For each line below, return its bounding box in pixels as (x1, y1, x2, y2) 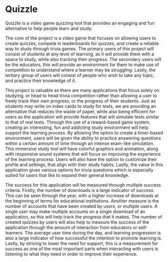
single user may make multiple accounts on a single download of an (5, 208, 145, 214)
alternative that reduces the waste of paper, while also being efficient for (5, 108, 155, 114)
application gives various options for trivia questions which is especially (5, 166, 154, 173)
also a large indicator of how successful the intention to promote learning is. (5, 235, 162, 241)
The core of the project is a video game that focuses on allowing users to (5, 35, 156, 41)
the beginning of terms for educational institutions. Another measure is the (5, 197, 159, 203)
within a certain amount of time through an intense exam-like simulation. (5, 140, 154, 146)
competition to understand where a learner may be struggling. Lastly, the (5, 66, 156, 73)
